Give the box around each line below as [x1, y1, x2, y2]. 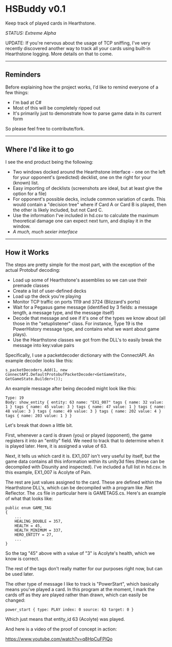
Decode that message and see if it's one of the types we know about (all [12, 315, 166, 321]
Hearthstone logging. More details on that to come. [5, 51, 113, 57]
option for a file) [12, 190, 47, 197]
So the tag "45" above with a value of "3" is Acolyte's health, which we [5, 550, 155, 556]
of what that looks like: [5, 495, 53, 502]
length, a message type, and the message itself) [12, 310, 115, 316]
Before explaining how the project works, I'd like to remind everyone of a [5, 84, 159, 90]
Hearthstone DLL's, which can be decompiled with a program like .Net [5, 485, 153, 491]
